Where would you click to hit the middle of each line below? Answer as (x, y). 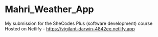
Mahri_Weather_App (49, 9)
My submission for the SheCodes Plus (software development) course (79, 23)
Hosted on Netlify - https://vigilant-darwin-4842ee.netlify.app (70, 28)
